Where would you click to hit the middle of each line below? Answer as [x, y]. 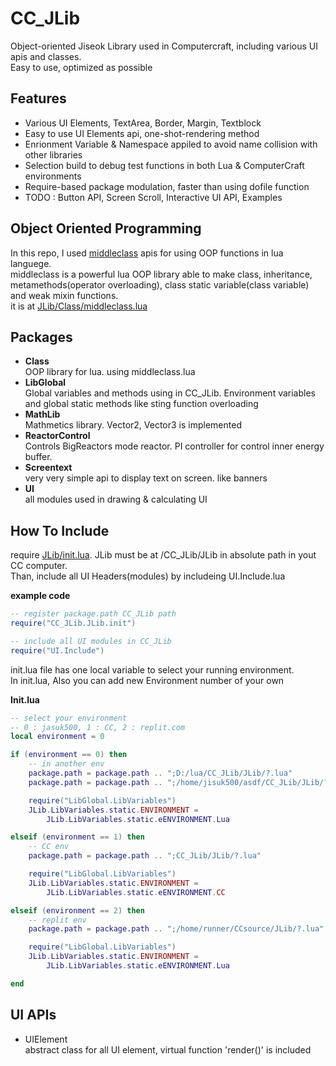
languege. [31, 263]
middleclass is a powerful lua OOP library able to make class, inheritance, [161, 274]
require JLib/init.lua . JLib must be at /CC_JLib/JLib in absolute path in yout [163, 555]
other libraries [53, 154]
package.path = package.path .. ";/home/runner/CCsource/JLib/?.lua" [176, 929]
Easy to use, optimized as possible [81, 67]
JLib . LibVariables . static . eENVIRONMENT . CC [136, 892]
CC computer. [39, 566]
